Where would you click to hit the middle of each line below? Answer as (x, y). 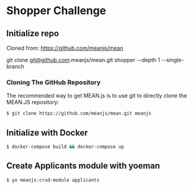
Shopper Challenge (56, 11)
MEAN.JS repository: (33, 102)
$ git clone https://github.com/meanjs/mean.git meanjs (79, 114)
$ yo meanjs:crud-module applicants (53, 180)
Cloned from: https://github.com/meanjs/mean (65, 48)
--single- (173, 60)
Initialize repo (33, 33)
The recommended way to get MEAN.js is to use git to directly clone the (97, 96)
